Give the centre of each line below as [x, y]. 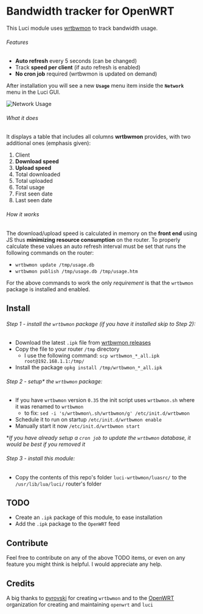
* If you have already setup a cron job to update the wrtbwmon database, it [99, 438]
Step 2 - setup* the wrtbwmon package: [54, 381]
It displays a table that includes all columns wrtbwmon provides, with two [98, 137]
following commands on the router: [50, 252]
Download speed [37, 161]
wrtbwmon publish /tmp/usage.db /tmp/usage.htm [76, 271]
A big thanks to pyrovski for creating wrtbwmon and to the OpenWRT [90, 598]
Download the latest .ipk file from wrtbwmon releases [83, 343]
